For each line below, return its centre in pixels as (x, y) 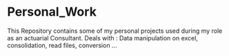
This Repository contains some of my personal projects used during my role (115, 31)
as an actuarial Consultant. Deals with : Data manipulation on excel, (103, 38)
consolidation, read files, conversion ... (62, 45)
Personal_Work (52, 12)
